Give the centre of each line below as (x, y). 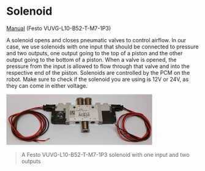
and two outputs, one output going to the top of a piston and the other (95, 53)
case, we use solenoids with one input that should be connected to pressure (102, 47)
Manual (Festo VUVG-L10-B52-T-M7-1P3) (59, 28)
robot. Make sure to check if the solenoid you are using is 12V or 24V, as (98, 79)
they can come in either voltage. (47, 85)
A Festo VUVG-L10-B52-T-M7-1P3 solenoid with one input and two (105, 154)
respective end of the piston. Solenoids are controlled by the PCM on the (98, 72)
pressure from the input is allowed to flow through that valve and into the (98, 66)
